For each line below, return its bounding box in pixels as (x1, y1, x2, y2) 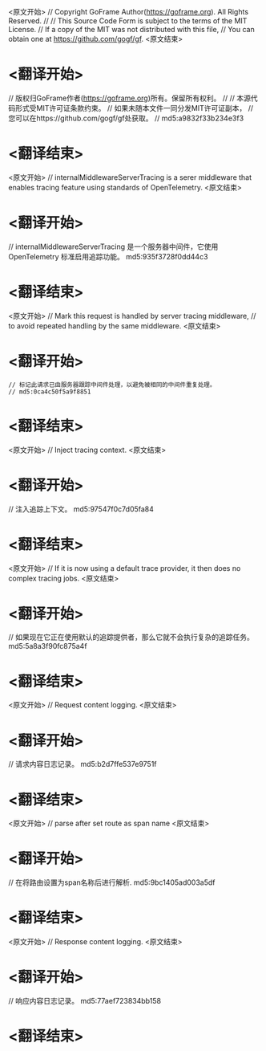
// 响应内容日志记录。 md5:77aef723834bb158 (8, 996, 162, 1006)
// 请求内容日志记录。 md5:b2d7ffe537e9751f (8, 760, 158, 769)
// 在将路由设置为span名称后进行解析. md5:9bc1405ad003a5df (8, 878, 216, 887)
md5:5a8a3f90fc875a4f (8, 642, 87, 651)
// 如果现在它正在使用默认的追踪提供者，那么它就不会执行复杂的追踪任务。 (8, 633, 255, 642)
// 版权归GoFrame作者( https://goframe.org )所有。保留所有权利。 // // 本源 (8, 93, 251, 103)
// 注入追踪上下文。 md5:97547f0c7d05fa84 (8, 504, 155, 514)
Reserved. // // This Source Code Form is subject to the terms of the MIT (8, 16, 248, 26)
